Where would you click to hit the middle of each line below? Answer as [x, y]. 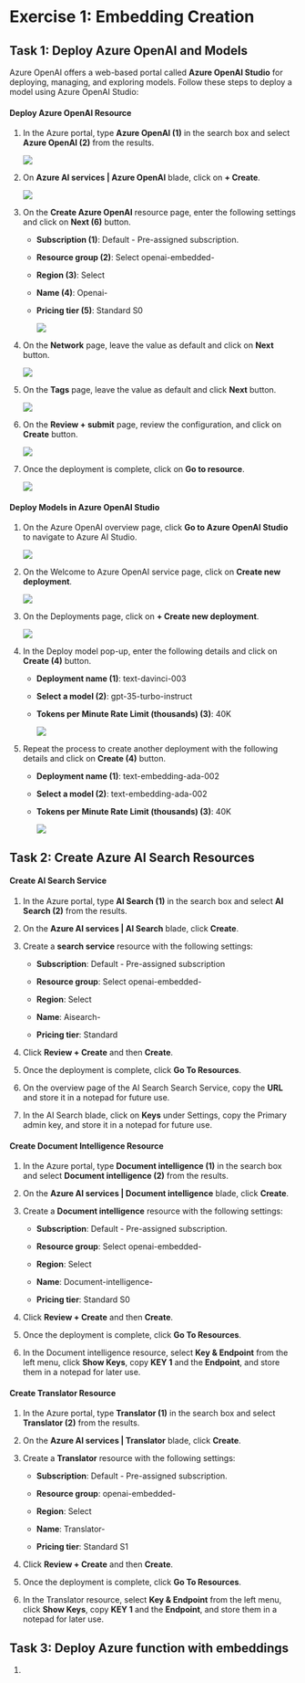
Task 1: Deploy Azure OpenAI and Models [129, 51]
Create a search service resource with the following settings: [137, 946]
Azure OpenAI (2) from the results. [88, 142]
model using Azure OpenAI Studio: [74, 92]
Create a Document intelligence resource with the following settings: [153, 1211]
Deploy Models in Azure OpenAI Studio [85, 507]
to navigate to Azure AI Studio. [80, 537]
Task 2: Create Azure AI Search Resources [132, 857]
